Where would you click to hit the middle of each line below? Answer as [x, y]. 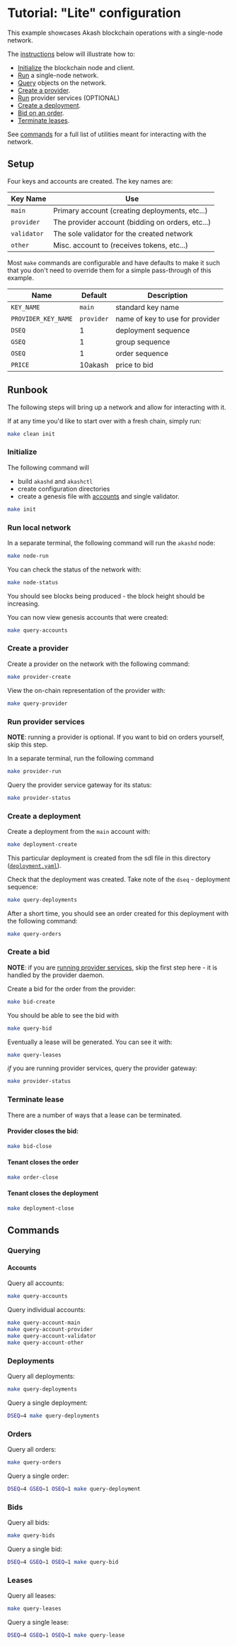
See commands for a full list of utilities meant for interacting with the [107, 134]
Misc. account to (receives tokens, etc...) [121, 245]
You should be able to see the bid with [63, 1015]
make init [22, 509]
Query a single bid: [35, 1549]
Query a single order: [38, 1476]
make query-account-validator [52, 1336]
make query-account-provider [50, 1330]
